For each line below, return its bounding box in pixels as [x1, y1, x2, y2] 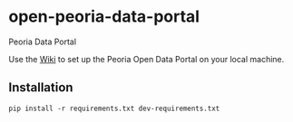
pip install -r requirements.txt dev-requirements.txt [8, 104, 220, 113]
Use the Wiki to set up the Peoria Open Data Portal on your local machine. [8, 53, 285, 64]
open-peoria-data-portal [8, 6, 200, 27]
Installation [8, 80, 73, 96]
